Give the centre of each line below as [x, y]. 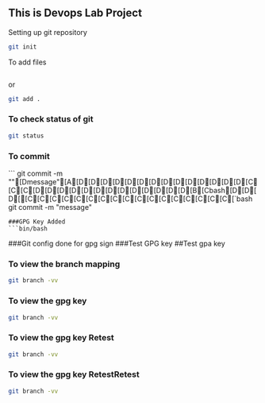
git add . [25, 99]
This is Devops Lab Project [75, 13]
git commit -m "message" [50, 207]
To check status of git [51, 119]
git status [26, 136]
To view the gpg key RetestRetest [74, 374]
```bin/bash [28, 229]
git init [23, 47]
